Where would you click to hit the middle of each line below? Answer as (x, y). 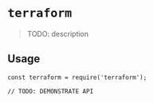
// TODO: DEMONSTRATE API (50, 91)
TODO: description (58, 34)
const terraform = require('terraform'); (77, 77)
